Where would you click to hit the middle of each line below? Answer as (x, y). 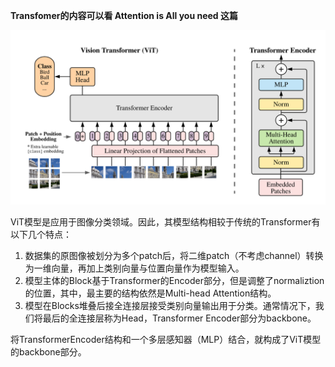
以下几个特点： (41, 234)
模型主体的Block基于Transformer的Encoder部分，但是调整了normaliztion (174, 280)
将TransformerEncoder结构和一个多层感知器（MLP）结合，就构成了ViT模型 (166, 339)
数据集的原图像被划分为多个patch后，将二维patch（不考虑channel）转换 (174, 255)
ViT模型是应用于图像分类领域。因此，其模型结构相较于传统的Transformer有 (165, 221)
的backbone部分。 (48, 351)
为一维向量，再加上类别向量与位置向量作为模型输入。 (134, 268)
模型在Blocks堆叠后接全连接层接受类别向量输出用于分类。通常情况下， (170, 305)
